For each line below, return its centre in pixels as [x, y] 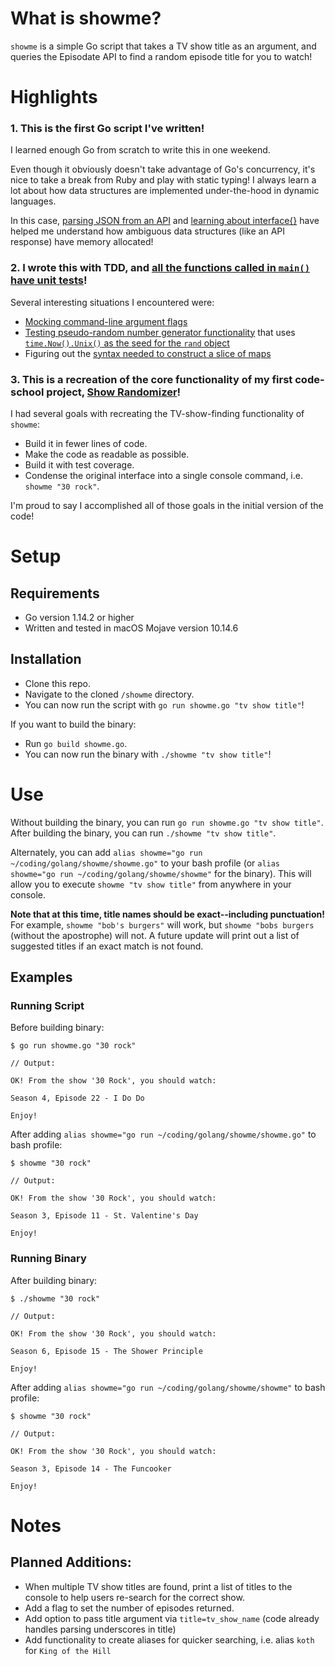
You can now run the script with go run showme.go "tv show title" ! [164, 704]
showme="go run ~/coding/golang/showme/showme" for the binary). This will [161, 873]
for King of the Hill [68, 1650]
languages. [33, 201]
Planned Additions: [71, 1562]
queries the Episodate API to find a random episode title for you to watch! [161, 56]
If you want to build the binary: [73, 724]
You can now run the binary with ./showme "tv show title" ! [148, 754]
